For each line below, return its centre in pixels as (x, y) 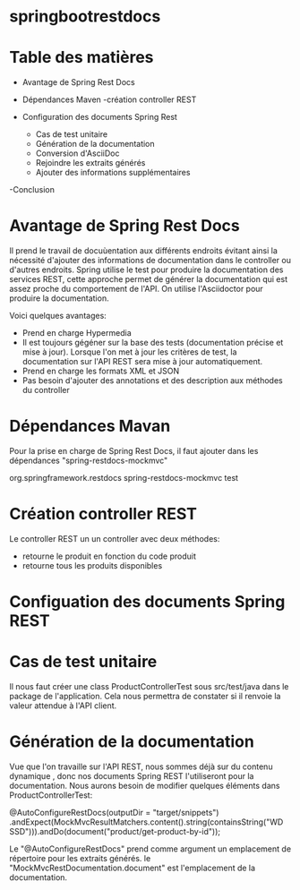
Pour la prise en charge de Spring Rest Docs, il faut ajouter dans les (134, 451)
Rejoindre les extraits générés (90, 163)
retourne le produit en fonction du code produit (109, 556)
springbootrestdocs (85, 17)
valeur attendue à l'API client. (63, 706)
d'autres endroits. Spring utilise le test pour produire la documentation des (146, 270)
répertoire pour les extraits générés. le (80, 858)
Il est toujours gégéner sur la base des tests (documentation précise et (153, 343)
